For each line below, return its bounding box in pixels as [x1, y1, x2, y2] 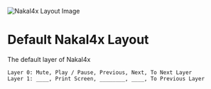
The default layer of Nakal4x [7, 55, 91, 63]
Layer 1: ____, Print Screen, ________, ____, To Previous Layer [7, 75, 205, 82]
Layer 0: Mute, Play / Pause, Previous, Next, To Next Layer [7, 68, 193, 76]
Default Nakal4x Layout [7, 32, 149, 48]
